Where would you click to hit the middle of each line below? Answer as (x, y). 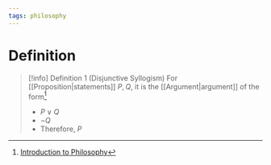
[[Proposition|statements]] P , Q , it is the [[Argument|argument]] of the (144, 86)
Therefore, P (61, 129)
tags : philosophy (38, 16)
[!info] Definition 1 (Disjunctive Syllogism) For (103, 78)
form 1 (37, 96)
